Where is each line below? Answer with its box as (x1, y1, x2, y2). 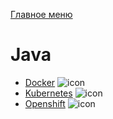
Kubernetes (24, 87, 73, 99)
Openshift (24, 97, 66, 109)
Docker (24, 76, 56, 88)
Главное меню (10, 9, 73, 20)
